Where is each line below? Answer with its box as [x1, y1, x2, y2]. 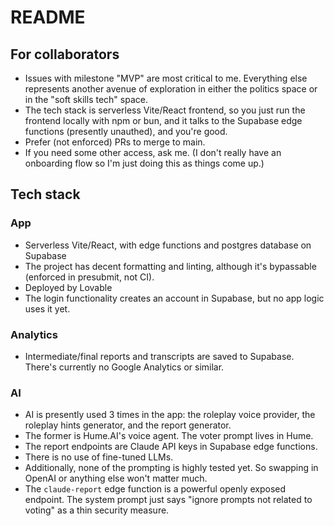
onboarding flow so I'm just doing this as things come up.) [24, 157, 265, 169]
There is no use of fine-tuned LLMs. [24, 451, 174, 463]
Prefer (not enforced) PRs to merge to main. [24, 136, 206, 148]
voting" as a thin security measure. [24, 504, 170, 516]
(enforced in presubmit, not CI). [24, 271, 155, 283]
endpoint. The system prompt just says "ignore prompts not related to [24, 494, 313, 506]
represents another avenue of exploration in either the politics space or [24, 83, 318, 95]
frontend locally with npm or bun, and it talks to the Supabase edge [24, 115, 303, 126]
